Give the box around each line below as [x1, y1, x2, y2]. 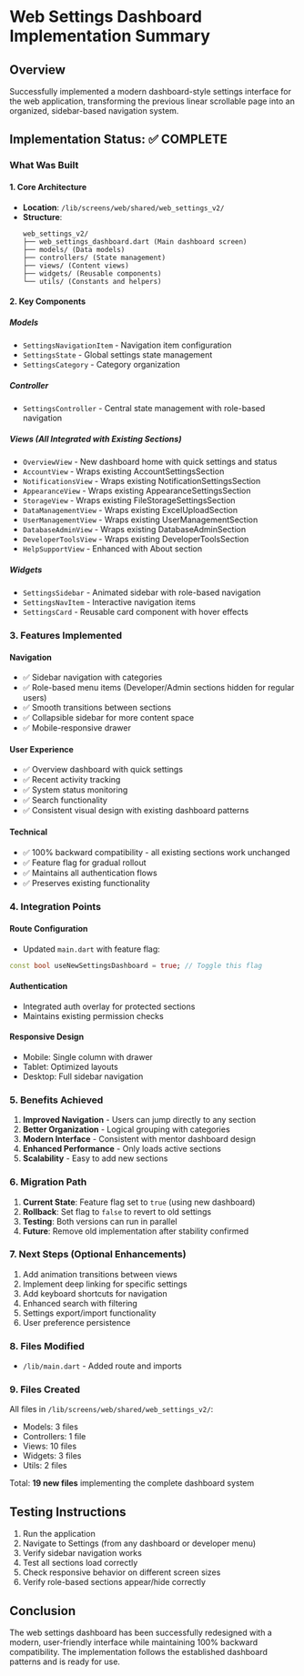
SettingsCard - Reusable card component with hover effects [22, 606, 248, 617]
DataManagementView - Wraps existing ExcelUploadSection [22, 505, 238, 516]
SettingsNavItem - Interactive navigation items [22, 596, 196, 607]
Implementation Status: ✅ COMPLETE [9, 132, 228, 147]
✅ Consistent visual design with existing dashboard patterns [22, 805, 249, 816]
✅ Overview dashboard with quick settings [22, 764, 184, 775]
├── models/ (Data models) [22, 245, 126, 254]
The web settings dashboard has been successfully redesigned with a [9, 1627, 273, 1639]
